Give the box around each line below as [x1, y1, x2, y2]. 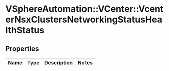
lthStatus [5, 25, 45, 36]
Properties [5, 44, 39, 53]
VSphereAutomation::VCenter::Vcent [5, 3, 164, 15]
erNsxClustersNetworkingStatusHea [5, 14, 162, 25]
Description [44, 59, 73, 66]
